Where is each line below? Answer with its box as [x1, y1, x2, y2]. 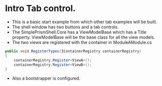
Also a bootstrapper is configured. [12, 75, 81, 81]
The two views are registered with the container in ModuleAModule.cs [12, 39, 152, 45]
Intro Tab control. [5, 3, 76, 14]
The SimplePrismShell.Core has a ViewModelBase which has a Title [12, 29, 147, 35]
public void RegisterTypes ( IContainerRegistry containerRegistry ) [5, 49, 142, 54]
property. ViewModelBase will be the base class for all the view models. [12, 34, 156, 40]
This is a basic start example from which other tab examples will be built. [12, 19, 157, 25]
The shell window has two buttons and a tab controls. [12, 24, 119, 29]
